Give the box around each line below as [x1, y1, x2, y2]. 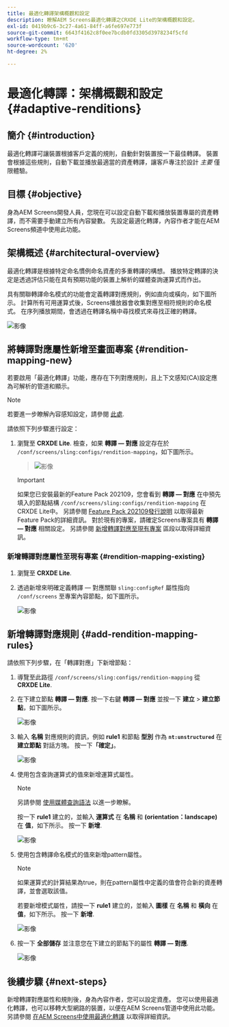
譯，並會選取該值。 [16, 887, 72, 895]
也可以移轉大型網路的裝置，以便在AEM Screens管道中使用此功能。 [30, 1004, 219, 1012]
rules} [7, 640, 34, 651]
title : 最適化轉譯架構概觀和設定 [7, 10, 90, 17]
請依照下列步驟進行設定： [7, 424, 79, 433]
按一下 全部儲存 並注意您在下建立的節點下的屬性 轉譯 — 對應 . [16, 939, 189, 947]
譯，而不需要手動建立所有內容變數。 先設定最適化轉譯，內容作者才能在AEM [7, 217, 220, 225]
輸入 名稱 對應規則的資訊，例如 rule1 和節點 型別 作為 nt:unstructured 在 [16, 733, 222, 741]
